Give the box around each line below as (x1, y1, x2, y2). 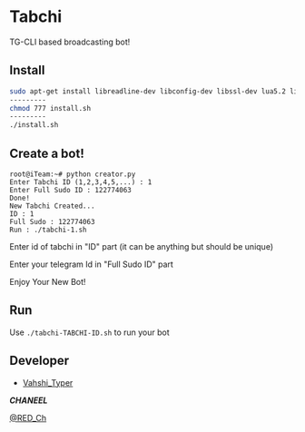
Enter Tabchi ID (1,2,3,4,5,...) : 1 (9, 177, 152, 187)
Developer (9, 353, 70, 368)
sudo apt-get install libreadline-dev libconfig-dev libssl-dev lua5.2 (9, 86, 286, 96)
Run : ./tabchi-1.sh (9, 225, 88, 234)
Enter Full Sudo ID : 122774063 (9, 185, 132, 194)
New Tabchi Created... (9, 201, 95, 211)
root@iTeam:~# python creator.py (9, 170, 136, 179)
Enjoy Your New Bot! (9, 276, 86, 287)
